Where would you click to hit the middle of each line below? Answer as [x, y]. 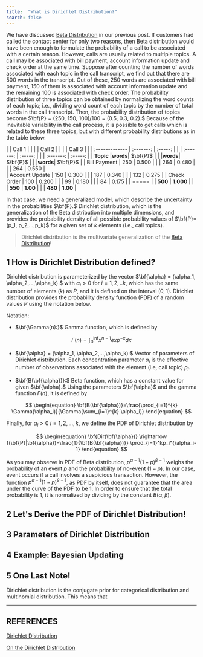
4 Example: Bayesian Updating [65, 555]
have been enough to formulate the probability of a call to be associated [96, 47]
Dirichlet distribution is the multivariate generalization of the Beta [102, 237]
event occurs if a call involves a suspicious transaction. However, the [92, 474]
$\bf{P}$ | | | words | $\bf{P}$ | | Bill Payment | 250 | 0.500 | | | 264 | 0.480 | [101, 162]
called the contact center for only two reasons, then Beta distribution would [100, 41]
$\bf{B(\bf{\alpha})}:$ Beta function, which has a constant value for [99, 381]
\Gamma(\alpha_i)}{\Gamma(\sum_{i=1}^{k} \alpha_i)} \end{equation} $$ [101, 412]
